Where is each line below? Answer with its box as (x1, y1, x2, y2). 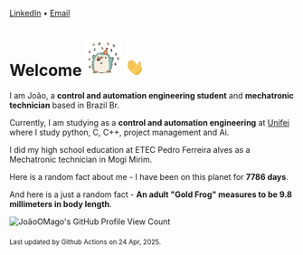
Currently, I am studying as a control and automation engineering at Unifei (9, 117, 289, 127)
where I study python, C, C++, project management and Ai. (9, 127, 230, 137)
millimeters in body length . (9, 198, 112, 209)
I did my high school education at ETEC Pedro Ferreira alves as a (9, 144, 251, 155)
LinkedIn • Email (9, 8, 71, 18)
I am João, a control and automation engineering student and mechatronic (9, 90, 294, 100)
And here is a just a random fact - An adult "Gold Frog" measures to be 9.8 (9, 189, 292, 200)
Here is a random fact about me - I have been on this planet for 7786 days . (9, 171, 289, 182)
